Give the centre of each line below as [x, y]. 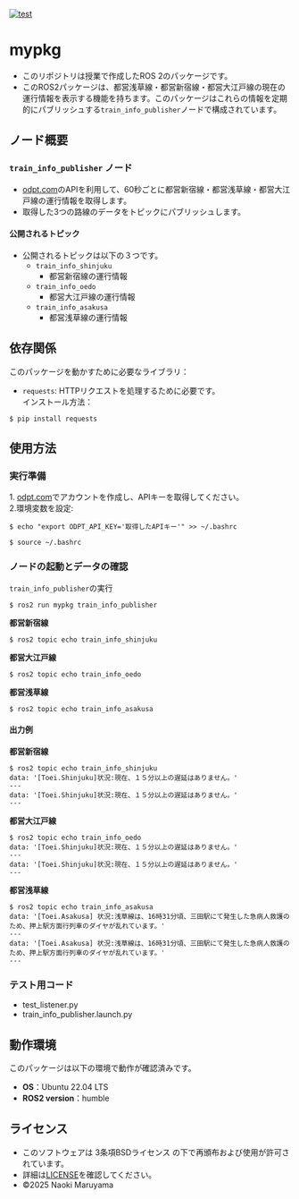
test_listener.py [50, 1005]
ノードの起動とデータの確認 [69, 566]
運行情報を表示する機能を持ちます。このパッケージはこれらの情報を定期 [155, 98]
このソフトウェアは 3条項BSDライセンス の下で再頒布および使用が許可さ [156, 1152]
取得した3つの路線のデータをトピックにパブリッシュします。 [134, 211]
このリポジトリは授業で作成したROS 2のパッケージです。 [127, 75]
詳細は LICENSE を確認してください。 [89, 1174]
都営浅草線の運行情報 [88, 317]
